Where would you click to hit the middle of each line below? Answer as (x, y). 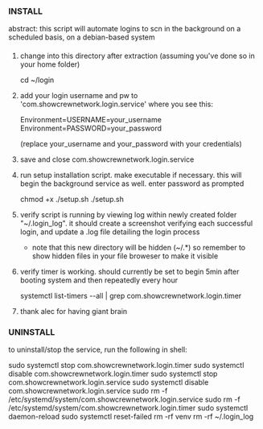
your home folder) (50, 64)
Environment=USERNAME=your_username (91, 119)
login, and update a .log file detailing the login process (110, 232)
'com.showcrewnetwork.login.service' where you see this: (116, 104)
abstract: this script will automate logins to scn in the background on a (125, 29)
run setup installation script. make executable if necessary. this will (131, 175)
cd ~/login (37, 80)
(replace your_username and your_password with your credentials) (131, 143)
